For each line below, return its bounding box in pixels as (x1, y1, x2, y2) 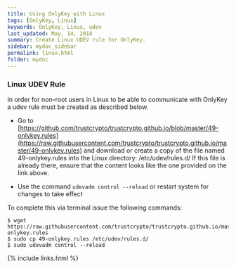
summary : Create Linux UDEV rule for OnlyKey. (7, 37, 146, 44)
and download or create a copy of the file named (83, 146, 225, 155)
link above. (17, 169, 49, 177)
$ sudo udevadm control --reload (7, 242, 105, 249)
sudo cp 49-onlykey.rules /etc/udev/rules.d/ (13, 236, 150, 243)
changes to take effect (17, 190, 83, 198)
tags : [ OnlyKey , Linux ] (7, 17, 77, 24)
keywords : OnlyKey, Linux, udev (7, 23, 102, 30)
